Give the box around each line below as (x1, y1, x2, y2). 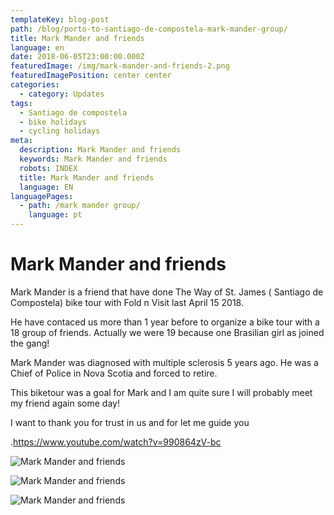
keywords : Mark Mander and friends (19, 154, 168, 164)
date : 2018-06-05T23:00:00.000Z (10, 52, 145, 62)
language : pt (28, 210, 83, 220)
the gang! (10, 337, 50, 349)
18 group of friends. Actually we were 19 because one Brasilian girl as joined (10, 326, 325, 338)
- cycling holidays (19, 126, 101, 136)
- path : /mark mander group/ (19, 201, 141, 211)
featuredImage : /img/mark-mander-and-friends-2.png (10, 61, 230, 71)
